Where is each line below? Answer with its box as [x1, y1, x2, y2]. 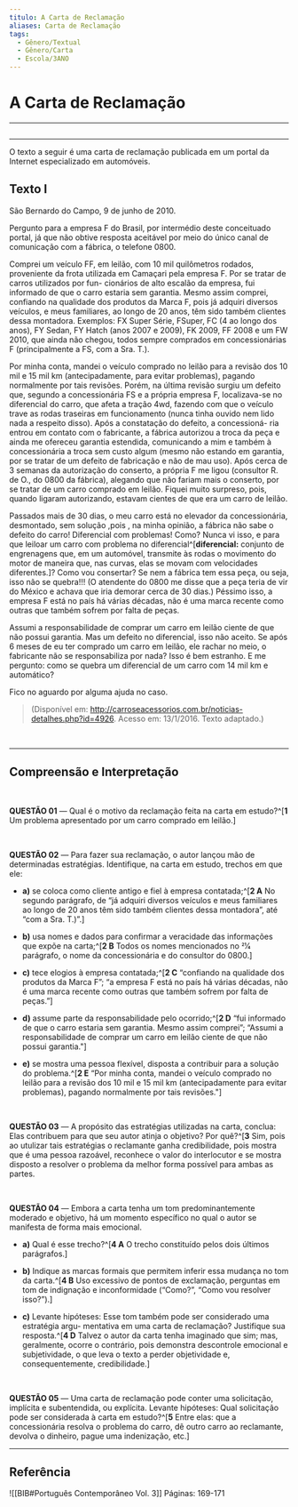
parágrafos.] [21, 1248, 68, 1259]
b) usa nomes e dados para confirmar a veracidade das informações [21, 931, 273, 942]
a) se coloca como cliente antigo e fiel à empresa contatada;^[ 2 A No [21, 886, 276, 896]
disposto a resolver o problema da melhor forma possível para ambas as [9, 1158, 274, 1169]
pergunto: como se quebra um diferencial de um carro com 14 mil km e [9, 660, 269, 670]
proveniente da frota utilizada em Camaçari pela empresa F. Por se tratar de [9, 268, 286, 278]
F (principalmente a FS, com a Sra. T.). [9, 343, 150, 354]
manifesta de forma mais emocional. [9, 1222, 142, 1232]
